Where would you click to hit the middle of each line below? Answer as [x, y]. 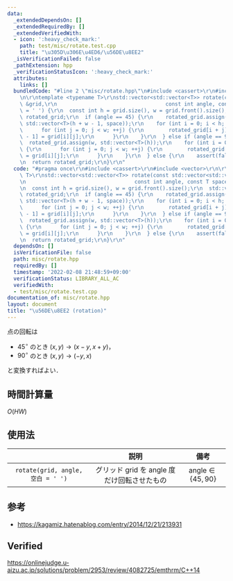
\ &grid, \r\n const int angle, [118, 104]
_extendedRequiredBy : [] [49, 26]
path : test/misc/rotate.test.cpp [68, 46]
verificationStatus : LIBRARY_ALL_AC [66, 279]
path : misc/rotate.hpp [46, 259]
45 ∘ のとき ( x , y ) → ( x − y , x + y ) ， [66, 346]
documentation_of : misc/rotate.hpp [59, 298]
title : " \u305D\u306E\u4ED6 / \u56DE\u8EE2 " [82, 53]
